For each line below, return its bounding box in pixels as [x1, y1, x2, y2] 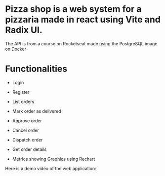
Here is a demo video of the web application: [5, 165, 96, 171]
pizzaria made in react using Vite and [5, 14, 161, 25]
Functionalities [5, 63, 68, 74]
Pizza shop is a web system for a [5, 3, 142, 15]
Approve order [12, 117, 42, 124]
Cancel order [12, 127, 40, 133]
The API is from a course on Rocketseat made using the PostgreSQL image [5, 40, 158, 46]
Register [12, 89, 30, 95]
